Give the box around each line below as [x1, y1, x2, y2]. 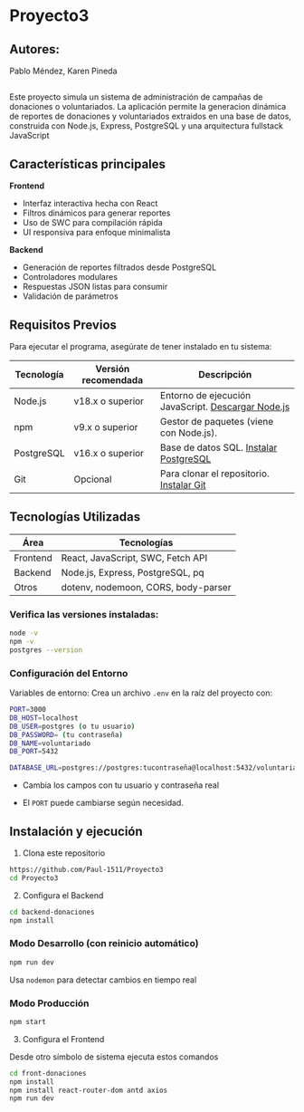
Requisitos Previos [9, 317, 118, 332]
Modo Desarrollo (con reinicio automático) [9, 937, 199, 950]
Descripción [198, 369, 252, 381]
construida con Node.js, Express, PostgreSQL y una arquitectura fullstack [9, 120, 283, 131]
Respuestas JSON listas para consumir [22, 282, 168, 292]
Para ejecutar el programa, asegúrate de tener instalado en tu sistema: [9, 341, 272, 352]
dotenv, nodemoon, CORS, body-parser [61, 580, 232, 593]
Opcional [73, 473, 112, 485]
